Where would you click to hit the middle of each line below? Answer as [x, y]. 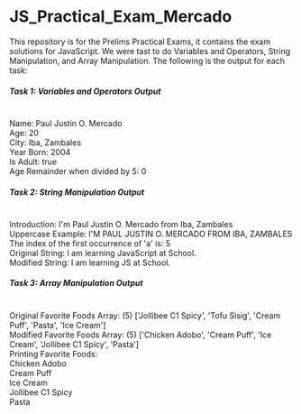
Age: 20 [24, 133]
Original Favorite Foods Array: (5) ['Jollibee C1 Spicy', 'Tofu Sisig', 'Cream [145, 315]
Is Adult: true [33, 161]
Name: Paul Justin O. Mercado [66, 123]
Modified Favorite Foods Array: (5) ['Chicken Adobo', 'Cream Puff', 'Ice [141, 335]
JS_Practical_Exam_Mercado [121, 17]
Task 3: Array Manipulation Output [76, 283]
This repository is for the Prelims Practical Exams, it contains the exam [140, 41]
